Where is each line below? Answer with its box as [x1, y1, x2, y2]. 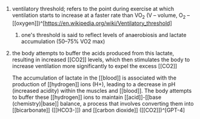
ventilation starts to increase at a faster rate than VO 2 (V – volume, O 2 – [12, 12, 190, 20]
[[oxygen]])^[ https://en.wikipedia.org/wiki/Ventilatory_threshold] [12, 19, 173, 27]
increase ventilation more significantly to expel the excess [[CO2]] [12, 62, 178, 69]
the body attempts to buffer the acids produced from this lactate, [12, 49, 175, 56]
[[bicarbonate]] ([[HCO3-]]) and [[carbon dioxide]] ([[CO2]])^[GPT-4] [12, 106, 185, 114]
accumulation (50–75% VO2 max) [21, 38, 105, 45]
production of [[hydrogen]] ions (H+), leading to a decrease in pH [12, 80, 176, 87]
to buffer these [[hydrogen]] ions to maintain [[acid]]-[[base [12, 93, 162, 101]
